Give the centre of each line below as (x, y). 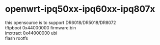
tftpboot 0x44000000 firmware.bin (40, 27)
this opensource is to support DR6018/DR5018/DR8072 (61, 22)
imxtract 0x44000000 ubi (31, 33)
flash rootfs (17, 38)
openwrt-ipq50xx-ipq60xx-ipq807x (80, 9)
